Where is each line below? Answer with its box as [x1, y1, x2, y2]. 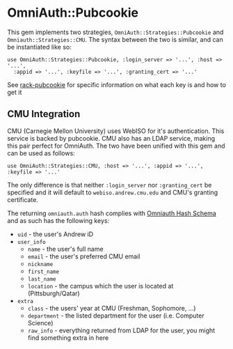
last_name [27, 275, 57, 283]
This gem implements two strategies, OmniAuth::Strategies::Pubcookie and [7, 28, 224, 36]
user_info [17, 238, 47, 245]
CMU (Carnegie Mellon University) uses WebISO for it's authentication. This [7, 127, 225, 135]
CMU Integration [7, 108, 81, 120]
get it [7, 88, 22, 96]
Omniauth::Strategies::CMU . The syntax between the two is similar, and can [7, 35, 224, 43]
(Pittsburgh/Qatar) [27, 289, 80, 297]
